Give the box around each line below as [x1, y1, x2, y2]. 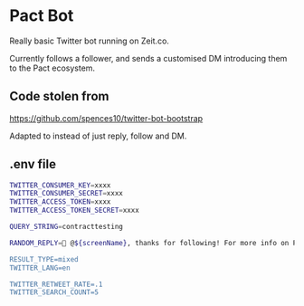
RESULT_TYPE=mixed [9, 254, 79, 263]
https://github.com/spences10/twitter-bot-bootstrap [9, 112, 204, 123]
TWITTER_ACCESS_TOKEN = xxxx [9, 197, 111, 206]
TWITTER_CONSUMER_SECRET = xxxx [9, 189, 124, 198]
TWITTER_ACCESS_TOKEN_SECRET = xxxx [9, 206, 140, 215]
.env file [9, 157, 57, 172]
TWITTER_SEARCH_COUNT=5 [9, 288, 100, 297]
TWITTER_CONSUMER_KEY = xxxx [9, 180, 111, 190]
